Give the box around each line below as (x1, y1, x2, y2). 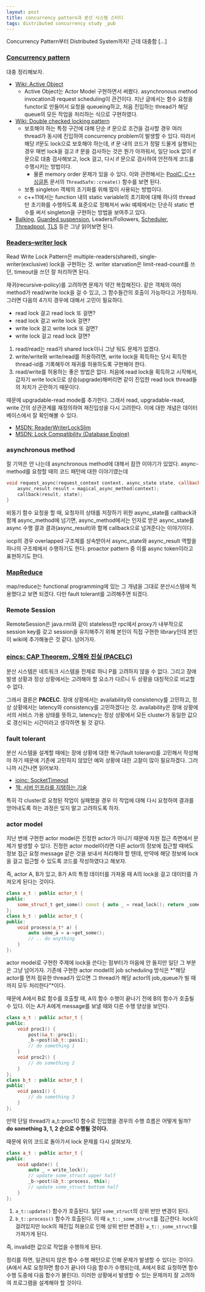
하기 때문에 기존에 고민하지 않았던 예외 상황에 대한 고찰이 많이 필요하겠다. (12, 757, 187, 764)
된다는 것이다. (22, 878, 56, 885)
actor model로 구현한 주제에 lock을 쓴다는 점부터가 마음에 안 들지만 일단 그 (6, 959, 185, 966)
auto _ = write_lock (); (28, 1167, 88, 1173)
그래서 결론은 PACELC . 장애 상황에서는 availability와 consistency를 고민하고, (6, 695, 191, 703)
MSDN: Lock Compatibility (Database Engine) (15, 430, 130, 437)
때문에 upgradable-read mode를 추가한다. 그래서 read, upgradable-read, (6, 396, 185, 404)
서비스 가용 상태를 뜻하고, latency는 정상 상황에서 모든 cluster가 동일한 (17, 711, 186, 718)
